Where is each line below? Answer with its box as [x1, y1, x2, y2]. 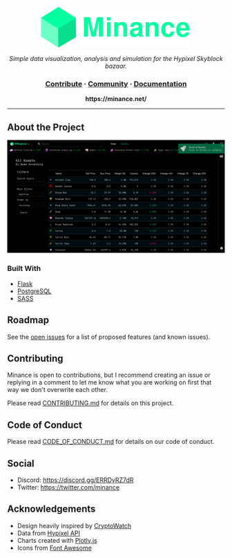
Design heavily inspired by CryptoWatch [17, 521, 132, 530]
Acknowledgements [7, 503, 96, 515]
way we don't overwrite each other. [7, 386, 108, 394]
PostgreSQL [17, 287, 52, 295]
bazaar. [104, 62, 128, 70]
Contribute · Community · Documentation [45, 79, 187, 89]
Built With [7, 263, 41, 273]
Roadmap [7, 315, 50, 326]
